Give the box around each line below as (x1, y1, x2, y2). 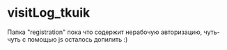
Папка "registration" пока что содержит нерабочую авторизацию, (7, 28, 203, 36)
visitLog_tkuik (7, 5, 91, 21)
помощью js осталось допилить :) (27, 35, 128, 43)
